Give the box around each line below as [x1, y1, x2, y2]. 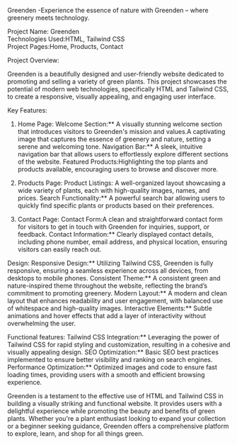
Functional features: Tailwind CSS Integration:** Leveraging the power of [7, 333, 220, 341]
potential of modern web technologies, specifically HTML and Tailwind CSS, [7, 85, 229, 93]
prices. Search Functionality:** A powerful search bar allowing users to [17, 194, 225, 202]
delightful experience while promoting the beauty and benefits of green [7, 407, 216, 415]
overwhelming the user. [7, 319, 76, 327]
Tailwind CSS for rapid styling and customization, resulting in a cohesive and [7, 340, 231, 349]
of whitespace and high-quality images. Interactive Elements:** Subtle [7, 304, 212, 312]
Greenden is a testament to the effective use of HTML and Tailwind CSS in [7, 392, 224, 400]
